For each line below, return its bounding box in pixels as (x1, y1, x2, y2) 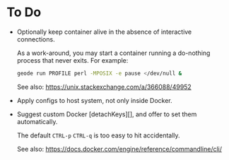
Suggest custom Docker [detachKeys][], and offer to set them (16, 110, 197, 118)
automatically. (16, 117, 58, 125)
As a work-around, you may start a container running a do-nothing (16, 49, 211, 57)
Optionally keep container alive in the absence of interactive (16, 27, 192, 36)
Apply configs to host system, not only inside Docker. (16, 96, 172, 104)
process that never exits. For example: (16, 56, 129, 64)
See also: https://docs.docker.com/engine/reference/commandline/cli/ (16, 144, 223, 153)
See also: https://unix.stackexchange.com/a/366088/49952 (16, 82, 192, 91)
